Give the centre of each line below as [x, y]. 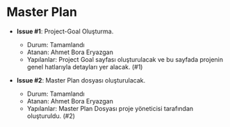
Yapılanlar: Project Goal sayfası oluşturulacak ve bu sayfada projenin [125, 59]
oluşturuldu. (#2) [51, 116]
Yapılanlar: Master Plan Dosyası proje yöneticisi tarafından [110, 108]
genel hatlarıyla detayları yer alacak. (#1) [85, 67]
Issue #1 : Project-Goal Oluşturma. [65, 31]
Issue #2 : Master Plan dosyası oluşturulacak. [81, 80]
